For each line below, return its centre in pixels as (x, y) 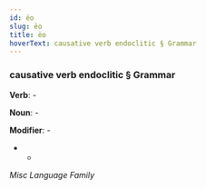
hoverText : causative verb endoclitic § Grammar (103, 43)
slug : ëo (26, 26)
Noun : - (24, 112)
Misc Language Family (52, 174)
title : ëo (28, 35)
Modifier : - (30, 130)
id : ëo (22, 18)
